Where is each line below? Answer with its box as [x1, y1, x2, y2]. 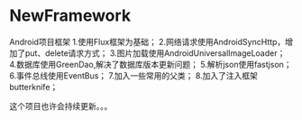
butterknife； [9, 81, 59, 92]
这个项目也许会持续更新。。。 [9, 100, 113, 111]
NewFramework [9, 5, 132, 26]
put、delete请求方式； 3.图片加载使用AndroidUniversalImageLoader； [24, 47, 286, 59]
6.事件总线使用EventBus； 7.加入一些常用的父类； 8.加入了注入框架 [9, 69, 259, 81]
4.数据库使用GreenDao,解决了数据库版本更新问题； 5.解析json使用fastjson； [9, 59, 292, 69]
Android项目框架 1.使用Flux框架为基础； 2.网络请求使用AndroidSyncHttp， [9, 36, 286, 47]
